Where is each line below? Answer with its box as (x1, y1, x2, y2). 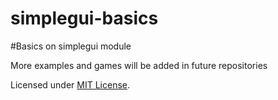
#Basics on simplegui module (10, 40, 132, 52)
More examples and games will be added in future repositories (10, 59, 268, 71)
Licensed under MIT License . (10, 78, 131, 91)
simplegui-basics (10, 7, 159, 30)
